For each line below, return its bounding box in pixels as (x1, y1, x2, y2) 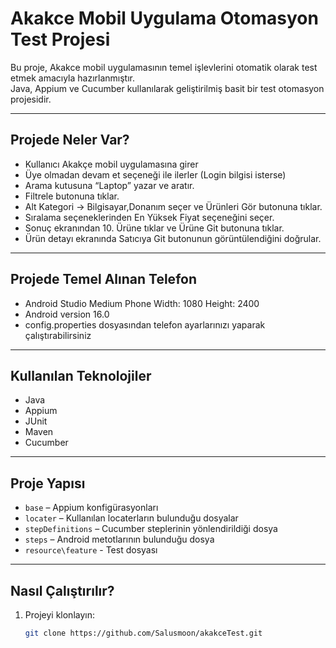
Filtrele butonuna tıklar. (24, 190, 120, 202)
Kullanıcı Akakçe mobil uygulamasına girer (24, 158, 199, 170)
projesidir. (10, 93, 52, 105)
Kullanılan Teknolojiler (10, 367, 152, 384)
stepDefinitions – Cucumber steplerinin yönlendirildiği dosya (24, 523, 278, 535)
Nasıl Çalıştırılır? (10, 582, 115, 599)
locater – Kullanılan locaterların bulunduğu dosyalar (24, 512, 239, 524)
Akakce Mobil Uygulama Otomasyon (10, 7, 319, 30)
